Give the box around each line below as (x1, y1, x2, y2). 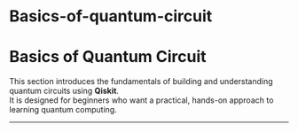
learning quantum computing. (9, 105, 117, 115)
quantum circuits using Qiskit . (9, 86, 120, 97)
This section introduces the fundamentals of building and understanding (9, 76, 273, 87)
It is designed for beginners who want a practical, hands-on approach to (9, 95, 274, 105)
